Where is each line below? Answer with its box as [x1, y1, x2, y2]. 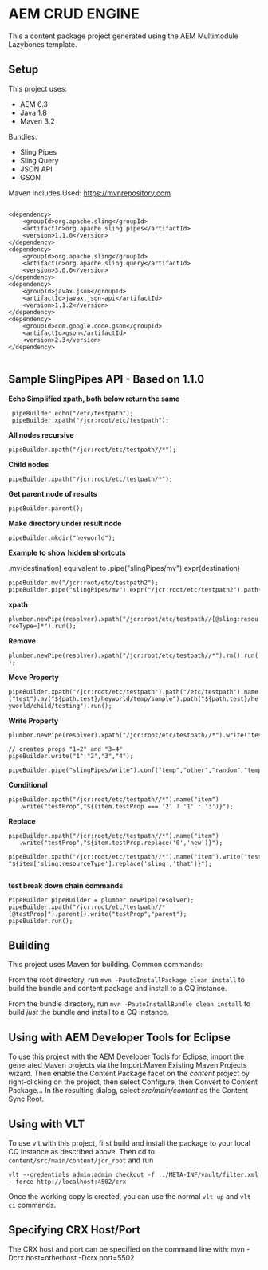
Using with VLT [8, 1117, 85, 1130]
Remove [8, 635, 36, 646]
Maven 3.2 [19, 116, 55, 126]
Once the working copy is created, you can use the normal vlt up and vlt [8, 1192, 251, 1201]
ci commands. [8, 1201, 57, 1209]
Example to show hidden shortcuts [8, 548, 126, 557]
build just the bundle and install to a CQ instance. [8, 1008, 170, 1017]
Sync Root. [8, 1094, 45, 1104]
